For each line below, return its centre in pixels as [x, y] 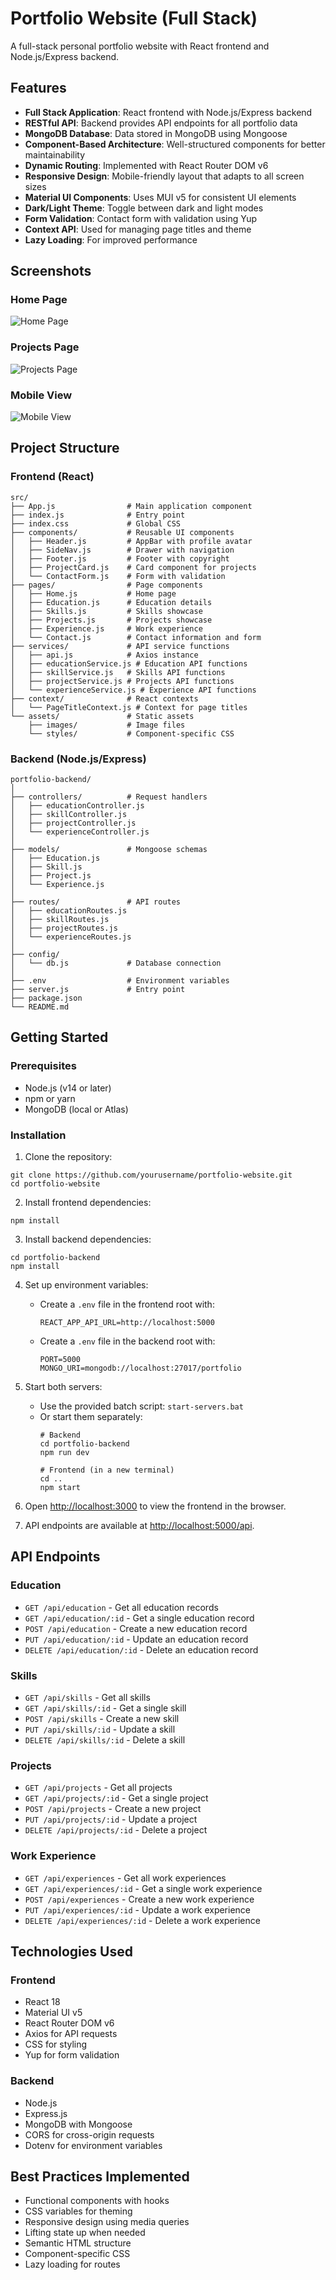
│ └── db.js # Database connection [116, 963]
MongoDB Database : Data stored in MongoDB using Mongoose [156, 133]
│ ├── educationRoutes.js [69, 911]
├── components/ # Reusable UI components [122, 532]
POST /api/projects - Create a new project [113, 1809]
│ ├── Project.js [51, 876]
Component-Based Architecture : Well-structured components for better [175, 144]
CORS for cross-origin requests [89, 2134]
